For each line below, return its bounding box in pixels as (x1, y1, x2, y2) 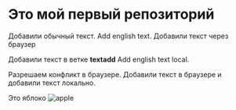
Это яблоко (8, 93, 47, 102)
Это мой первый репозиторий (8, 5, 215, 23)
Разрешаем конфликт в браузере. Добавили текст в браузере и (8, 69, 222, 79)
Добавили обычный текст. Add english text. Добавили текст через (8, 31, 229, 41)
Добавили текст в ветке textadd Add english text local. (8, 55, 190, 64)
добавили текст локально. (8, 78, 96, 87)
